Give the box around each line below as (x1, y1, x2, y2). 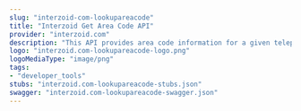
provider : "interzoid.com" (9, 30, 110, 38)
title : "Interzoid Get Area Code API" (9, 21, 154, 30)
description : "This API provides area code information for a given (9, 38, 271, 47)
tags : (9, 64, 30, 73)
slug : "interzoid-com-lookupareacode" (9, 13, 154, 22)
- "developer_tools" (9, 72, 87, 81)
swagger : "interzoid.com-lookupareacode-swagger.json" (9, 88, 219, 97)
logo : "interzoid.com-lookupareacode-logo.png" (9, 47, 191, 55)
